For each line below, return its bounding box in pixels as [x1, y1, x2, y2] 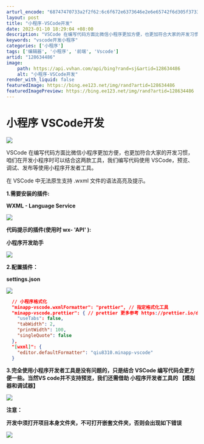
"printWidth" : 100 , [17, 327, 67, 333]
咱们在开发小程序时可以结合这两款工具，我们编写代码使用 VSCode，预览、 [6, 156, 193, 164]
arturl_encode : [6, 9, 45, 15]
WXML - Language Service [6, 202, 76, 209]
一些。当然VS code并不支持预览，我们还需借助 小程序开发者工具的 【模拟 [11, 375, 195, 382]
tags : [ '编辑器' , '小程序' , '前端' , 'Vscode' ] [6, 49, 119, 55]
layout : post [6, 15, 39, 21]
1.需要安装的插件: [6, 190, 50, 197]
